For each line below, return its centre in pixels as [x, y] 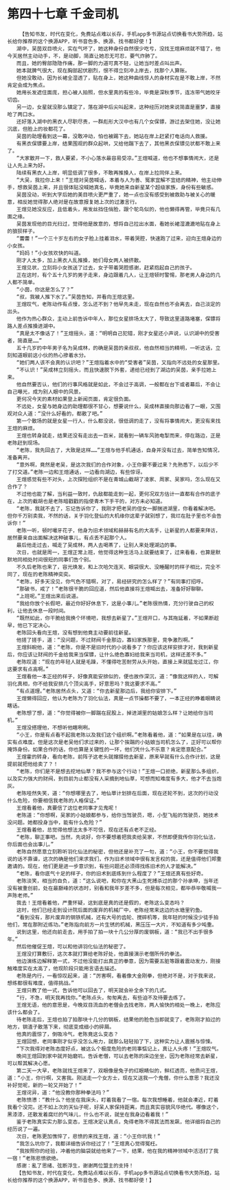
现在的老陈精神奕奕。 [48, 574]
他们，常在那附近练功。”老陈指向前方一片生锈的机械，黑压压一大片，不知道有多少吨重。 [112, 925]
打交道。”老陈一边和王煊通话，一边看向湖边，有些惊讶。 [79, 472]
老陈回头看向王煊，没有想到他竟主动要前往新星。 [75, 633]
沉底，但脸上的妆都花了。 [38, 129]
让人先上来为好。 [28, 166]
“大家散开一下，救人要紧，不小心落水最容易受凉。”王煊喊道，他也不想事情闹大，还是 [118, 158]
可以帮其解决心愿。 [30, 1063]
